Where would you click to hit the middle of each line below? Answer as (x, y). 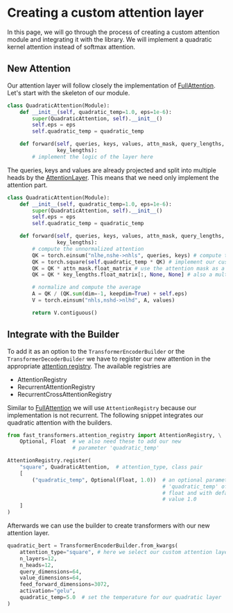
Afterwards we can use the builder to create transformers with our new (109, 525)
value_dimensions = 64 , (51, 578)
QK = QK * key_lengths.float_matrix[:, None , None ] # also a (122, 275)
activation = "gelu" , (48, 591)
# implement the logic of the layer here (93, 157)
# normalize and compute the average (86, 287)
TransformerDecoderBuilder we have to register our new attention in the (109, 359)
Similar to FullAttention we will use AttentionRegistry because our (102, 407)
